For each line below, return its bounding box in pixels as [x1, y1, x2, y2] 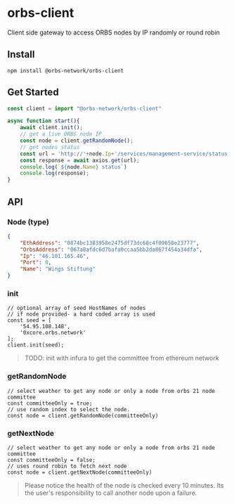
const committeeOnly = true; [7, 399, 93, 407]
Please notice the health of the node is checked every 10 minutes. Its [24, 481, 224, 489]
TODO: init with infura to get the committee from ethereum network [24, 354, 219, 363]
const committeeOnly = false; [7, 456, 96, 463]
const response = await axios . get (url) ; [20, 157, 140, 164]
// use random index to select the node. [7, 406, 131, 413]
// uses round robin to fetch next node [7, 463, 128, 470]
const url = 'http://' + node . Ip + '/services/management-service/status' [20, 150, 231, 157]
